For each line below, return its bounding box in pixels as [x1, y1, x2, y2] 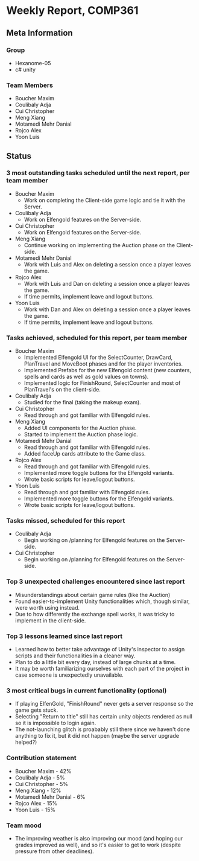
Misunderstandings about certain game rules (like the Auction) [14, 591, 171, 598]
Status [6, 150, 32, 161]
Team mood [6, 821, 42, 830]
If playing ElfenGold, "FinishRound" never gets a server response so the [14, 700, 194, 708]
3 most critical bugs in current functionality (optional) [6, 686, 167, 695]
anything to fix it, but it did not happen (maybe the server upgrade [14, 732, 180, 740]
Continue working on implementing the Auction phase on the [24, 241, 175, 248]
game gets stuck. [14, 706, 58, 714]
